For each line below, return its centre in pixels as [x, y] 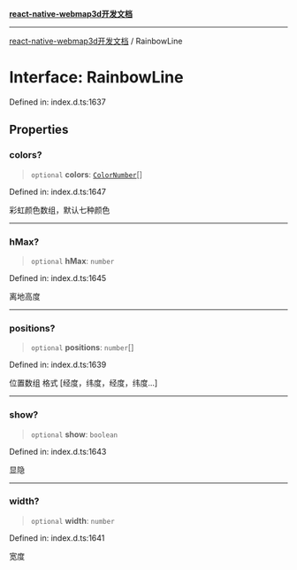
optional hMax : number [72, 261]
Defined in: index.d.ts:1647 [57, 191]
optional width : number [72, 520]
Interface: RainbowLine [96, 78]
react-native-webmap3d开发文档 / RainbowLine [96, 41]
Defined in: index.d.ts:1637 [57, 102]
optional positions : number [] [82, 347]
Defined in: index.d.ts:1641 [57, 538]
